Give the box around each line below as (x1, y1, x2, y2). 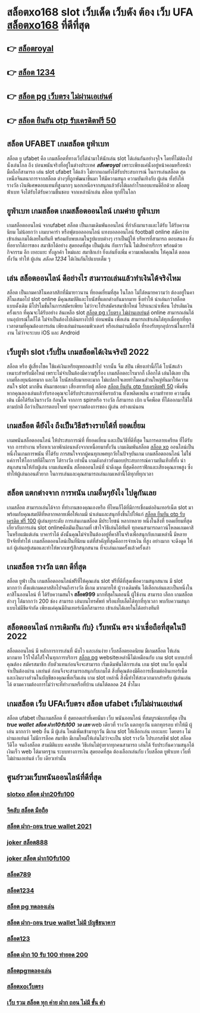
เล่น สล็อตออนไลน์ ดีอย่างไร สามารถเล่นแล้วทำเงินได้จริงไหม (7, 273, 181, 283)
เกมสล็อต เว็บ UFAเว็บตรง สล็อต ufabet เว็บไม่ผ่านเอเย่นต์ (7, 698, 183, 708)
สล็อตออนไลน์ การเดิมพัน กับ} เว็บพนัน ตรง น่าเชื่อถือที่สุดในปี (7, 622, 186, 632)
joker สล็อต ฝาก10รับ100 (7, 854, 70, 862)
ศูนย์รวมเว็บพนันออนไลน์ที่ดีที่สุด (7, 772, 102, 782)
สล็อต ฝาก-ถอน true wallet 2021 (7, 822, 92, 831)
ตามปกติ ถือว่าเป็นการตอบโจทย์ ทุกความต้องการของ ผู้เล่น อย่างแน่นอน (7, 403, 145, 410)
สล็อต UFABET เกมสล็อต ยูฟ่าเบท (7, 139, 110, 149)
